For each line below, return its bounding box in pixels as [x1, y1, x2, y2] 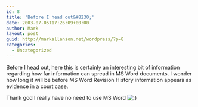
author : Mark [6, 25, 39, 32]
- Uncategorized [11, 48, 52, 53]
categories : [6, 42, 36, 48]
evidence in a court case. [6, 83, 69, 90]
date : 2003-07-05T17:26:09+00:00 [6, 20, 89, 26]
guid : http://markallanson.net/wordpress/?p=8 [6, 36, 124, 42]
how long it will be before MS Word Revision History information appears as [6, 76, 192, 83]
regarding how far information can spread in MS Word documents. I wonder [6, 70, 192, 77]
